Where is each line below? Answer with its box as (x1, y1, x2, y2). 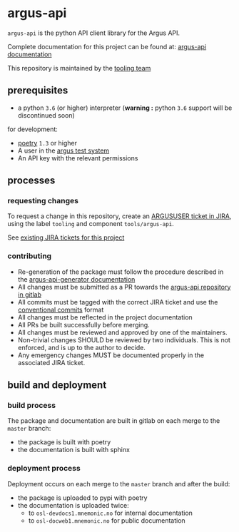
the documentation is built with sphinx (17, 446, 131, 454)
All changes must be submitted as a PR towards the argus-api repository (17, 282, 231, 291)
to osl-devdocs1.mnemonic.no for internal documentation (28, 508, 193, 517)
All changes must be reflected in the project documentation (17, 312, 193, 322)
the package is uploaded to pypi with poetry (17, 493, 148, 502)
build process (7, 401, 56, 411)
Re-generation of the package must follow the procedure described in (17, 267, 224, 276)
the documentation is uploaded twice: (17, 501, 130, 509)
